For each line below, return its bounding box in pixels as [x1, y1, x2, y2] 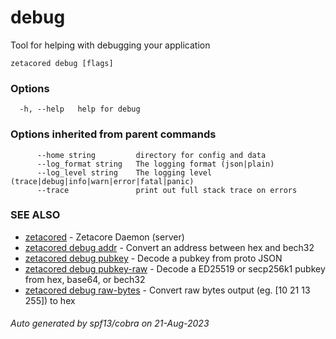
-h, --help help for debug [19, 104, 141, 115]
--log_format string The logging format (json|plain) [36, 159, 275, 169]
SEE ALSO [10, 208, 61, 222]
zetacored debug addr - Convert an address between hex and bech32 [24, 241, 315, 253]
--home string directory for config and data [36, 150, 267, 160]
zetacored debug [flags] [10, 58, 114, 68]
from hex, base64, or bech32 [24, 273, 146, 285]
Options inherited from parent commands [10, 127, 217, 141]
